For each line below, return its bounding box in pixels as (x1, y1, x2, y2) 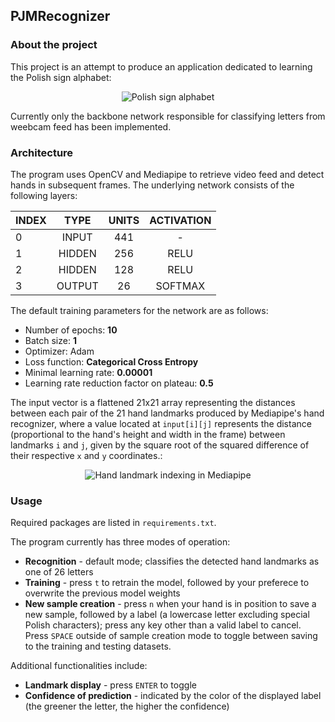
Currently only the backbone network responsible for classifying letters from (10, 110, 326, 122)
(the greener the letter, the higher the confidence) (24, 700, 230, 713)
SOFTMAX (155, 279, 206, 293)
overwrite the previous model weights (24, 587, 181, 599)
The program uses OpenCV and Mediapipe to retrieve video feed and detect (10, 168, 325, 180)
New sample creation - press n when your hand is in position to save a (24, 598, 317, 610)
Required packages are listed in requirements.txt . (10, 517, 217, 529)
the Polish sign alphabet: (10, 71, 112, 83)
